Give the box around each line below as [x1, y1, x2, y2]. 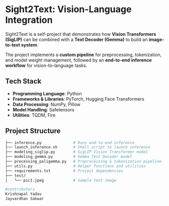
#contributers [5, 187, 35, 192]
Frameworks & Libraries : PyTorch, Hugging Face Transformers [12, 96, 145, 102]
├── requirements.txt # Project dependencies [5, 168, 123, 173]
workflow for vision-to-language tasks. [5, 62, 88, 68]
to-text [5, 42, 20, 48]
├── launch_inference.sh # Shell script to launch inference [5, 145, 151, 150]
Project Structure [5, 127, 61, 135]
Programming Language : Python [12, 90, 82, 97]
